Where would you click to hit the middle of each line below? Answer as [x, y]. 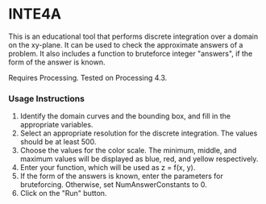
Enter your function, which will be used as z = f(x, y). [108, 168]
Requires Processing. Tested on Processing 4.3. [88, 77]
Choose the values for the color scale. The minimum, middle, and [128, 151]
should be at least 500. [58, 142]
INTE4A [35, 14]
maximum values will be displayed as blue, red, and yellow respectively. [139, 159]
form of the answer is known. [57, 62]
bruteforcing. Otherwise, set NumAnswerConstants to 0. [113, 185]
